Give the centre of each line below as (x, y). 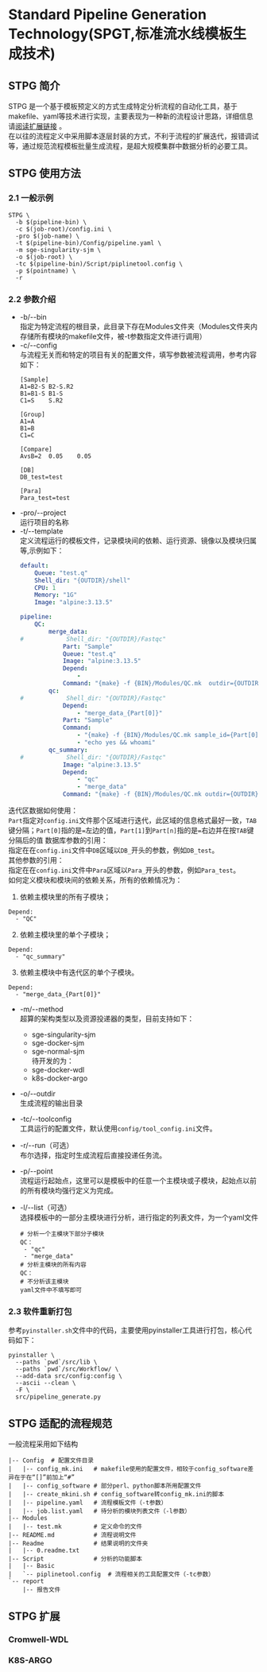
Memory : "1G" (56, 595)
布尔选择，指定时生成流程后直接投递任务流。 (93, 1155)
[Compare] (36, 449)
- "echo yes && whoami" (116, 743)
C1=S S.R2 (41, 400)
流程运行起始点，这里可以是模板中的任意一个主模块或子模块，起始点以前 (138, 1181)
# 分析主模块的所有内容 (53, 1265)
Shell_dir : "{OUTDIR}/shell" (83, 580)
